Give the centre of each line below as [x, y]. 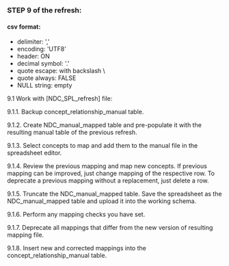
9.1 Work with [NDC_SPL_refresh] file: [60, 98]
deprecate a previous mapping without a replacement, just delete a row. [108, 181]
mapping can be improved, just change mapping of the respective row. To [111, 174]
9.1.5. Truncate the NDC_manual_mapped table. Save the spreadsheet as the [114, 194]
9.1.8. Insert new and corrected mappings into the [77, 248]
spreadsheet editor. [35, 153]
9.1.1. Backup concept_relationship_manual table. [76, 112]
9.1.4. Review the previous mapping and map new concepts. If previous [107, 166]
